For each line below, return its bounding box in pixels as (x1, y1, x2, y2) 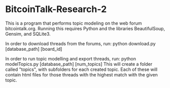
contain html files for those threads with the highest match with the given (5, 71, 158, 77)
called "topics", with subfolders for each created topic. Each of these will (5, 66, 158, 72)
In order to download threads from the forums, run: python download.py (5, 40, 156, 46)
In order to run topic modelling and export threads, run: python (5, 55, 136, 61)
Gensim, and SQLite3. (5, 31, 51, 37)
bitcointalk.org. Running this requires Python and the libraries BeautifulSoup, (5, 25, 165, 31)
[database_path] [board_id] (5, 46, 62, 52)
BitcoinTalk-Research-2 (5, 4, 107, 15)
